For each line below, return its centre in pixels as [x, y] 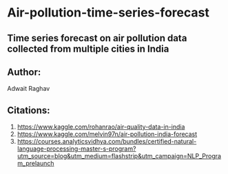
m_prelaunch [35, 164]
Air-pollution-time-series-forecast [108, 13]
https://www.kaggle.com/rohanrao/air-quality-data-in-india [101, 127]
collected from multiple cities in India [88, 48]
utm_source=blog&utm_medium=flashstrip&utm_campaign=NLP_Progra [119, 156]
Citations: [29, 110]
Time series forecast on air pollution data [97, 38]
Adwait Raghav [29, 89]
